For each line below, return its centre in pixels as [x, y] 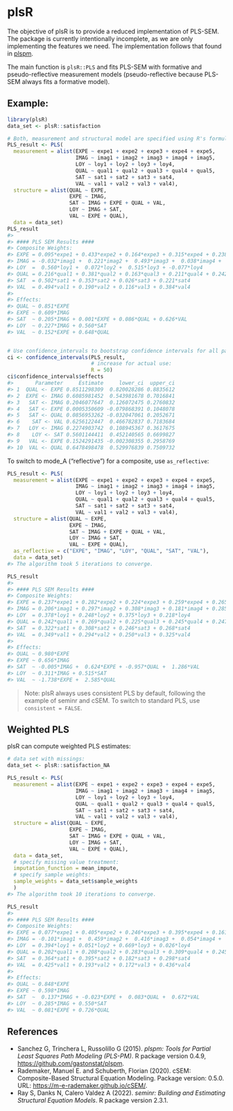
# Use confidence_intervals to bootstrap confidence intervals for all [113, 351]
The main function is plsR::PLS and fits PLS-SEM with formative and [105, 67]
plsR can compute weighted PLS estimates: [69, 746]
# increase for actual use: [131, 364]
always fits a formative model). [66, 81]
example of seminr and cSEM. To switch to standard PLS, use [112, 700]
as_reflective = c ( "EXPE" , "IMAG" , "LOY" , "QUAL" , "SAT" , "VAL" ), [111, 551]
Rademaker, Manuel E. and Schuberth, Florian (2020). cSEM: [104, 1071]
